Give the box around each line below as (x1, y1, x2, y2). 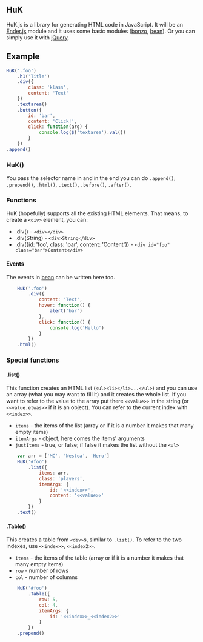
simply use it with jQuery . (6, 33, 70, 41)
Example (6, 52, 40, 62)
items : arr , (38, 470, 69, 476)
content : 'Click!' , (28, 118, 78, 124)
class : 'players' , (38, 475, 85, 481)
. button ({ (17, 107, 42, 113)
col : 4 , (38, 602, 59, 608)
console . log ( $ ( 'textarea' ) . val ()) (38, 130, 126, 136)
